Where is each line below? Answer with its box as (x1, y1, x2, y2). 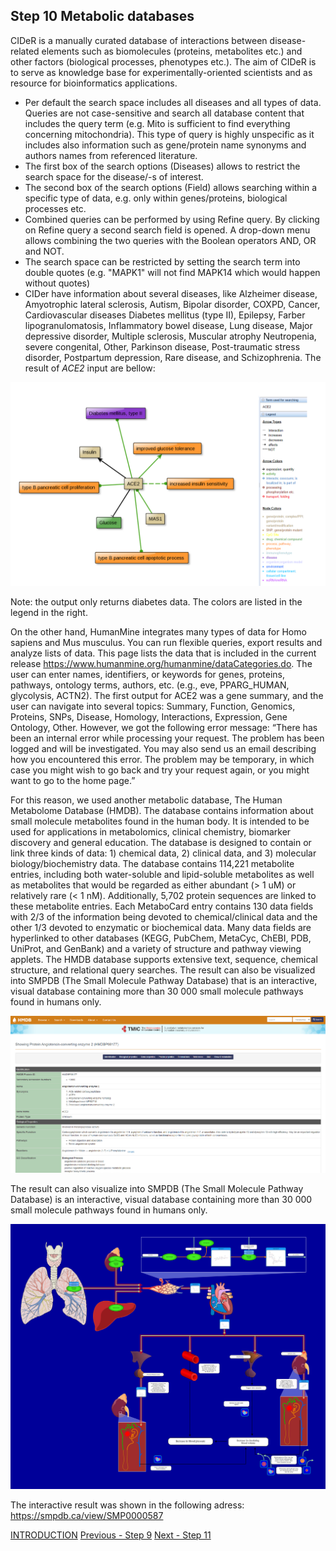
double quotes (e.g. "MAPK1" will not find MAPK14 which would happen (24, 266, 321, 278)
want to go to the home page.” (10, 774, 136, 786)
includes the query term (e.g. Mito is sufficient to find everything (24, 117, 291, 129)
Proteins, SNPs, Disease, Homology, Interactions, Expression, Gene (10, 710, 288, 723)
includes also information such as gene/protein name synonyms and (24, 139, 307, 151)
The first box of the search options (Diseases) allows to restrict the (24, 160, 301, 172)
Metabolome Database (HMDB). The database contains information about (10, 804, 314, 816)
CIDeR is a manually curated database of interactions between (10, 34, 268, 46)
